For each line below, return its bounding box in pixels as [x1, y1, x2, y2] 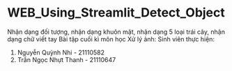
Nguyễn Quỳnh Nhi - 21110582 [17, 48, 105, 57]
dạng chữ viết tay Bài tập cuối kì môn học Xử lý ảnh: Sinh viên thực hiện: [7, 34, 215, 43]
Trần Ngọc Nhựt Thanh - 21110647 [17, 55, 116, 63]
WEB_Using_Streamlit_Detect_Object [7, 5, 225, 21]
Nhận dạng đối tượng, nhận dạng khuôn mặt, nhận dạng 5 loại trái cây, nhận [7, 28, 225, 36]
